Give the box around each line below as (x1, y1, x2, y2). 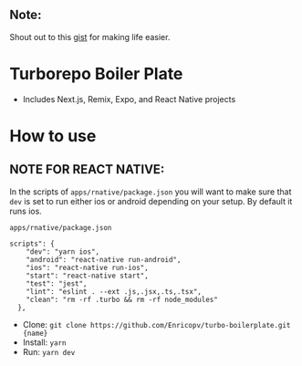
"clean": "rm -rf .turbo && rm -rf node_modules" (26, 295, 219, 304)
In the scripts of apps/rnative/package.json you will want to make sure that (9, 186, 292, 197)
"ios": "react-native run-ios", (26, 263, 149, 272)
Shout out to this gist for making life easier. (9, 31, 171, 42)
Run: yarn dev (22, 346, 76, 357)
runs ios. (9, 205, 43, 216)
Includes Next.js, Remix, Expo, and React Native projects (22, 93, 236, 104)
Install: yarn (22, 337, 67, 348)
